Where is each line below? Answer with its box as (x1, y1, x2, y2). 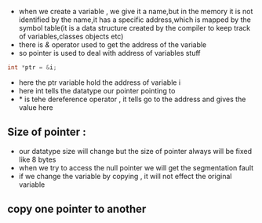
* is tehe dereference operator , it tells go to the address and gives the (18, 94, 246, 104)
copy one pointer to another (7, 203, 147, 216)
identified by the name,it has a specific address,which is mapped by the (18, 15, 252, 24)
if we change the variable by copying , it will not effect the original (18, 171, 232, 181)
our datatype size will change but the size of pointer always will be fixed (18, 146, 253, 155)
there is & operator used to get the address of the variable (18, 40, 207, 49)
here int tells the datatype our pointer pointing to (18, 86, 176, 95)
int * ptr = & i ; (7, 64, 57, 71)
